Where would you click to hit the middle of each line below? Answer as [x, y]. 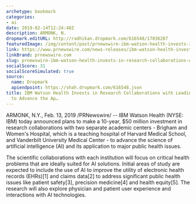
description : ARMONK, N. [36, 33]
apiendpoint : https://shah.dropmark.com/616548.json [77, 88]
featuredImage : [24, 44]
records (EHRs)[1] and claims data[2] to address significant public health [93, 176]
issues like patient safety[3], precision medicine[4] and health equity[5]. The [98, 182]
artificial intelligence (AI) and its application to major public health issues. [94, 146]
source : [15, 77]
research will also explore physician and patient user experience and [88, 188]
